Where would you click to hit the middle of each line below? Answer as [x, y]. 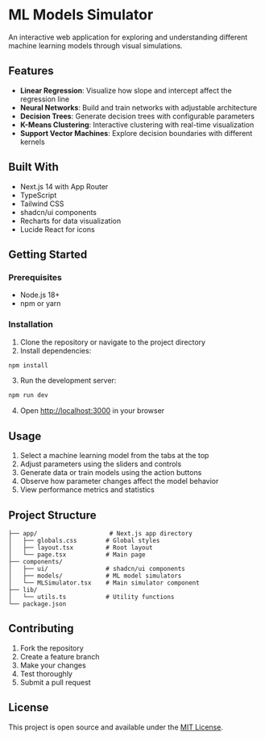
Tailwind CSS [42, 204]
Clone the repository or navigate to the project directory [113, 342]
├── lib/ [23, 589]
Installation [31, 325]
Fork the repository [52, 648]
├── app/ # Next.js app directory [101, 533]
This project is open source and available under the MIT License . [116, 727]
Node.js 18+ [40, 295]
